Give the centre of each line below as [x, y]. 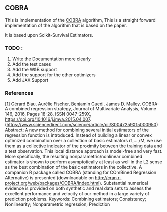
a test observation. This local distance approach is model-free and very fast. [84, 151]
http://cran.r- [108, 178]
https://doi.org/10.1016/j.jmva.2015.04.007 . [48, 119]
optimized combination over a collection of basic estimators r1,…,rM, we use [83, 141]
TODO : [14, 48]
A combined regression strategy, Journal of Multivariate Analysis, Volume [81, 109]
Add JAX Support [30, 80]
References [19, 93]
